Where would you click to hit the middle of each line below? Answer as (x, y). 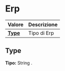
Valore (16, 24)
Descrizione (43, 24)
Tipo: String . (19, 62)
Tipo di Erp (41, 33)
